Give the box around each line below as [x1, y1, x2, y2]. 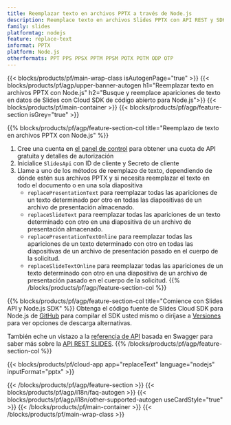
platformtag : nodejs [7, 29, 67, 37]
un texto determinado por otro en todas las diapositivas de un [27, 196, 202, 204]
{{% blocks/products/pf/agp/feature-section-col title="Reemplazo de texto [7, 123, 219, 132]
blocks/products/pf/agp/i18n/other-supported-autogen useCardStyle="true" [7, 395, 223, 404]
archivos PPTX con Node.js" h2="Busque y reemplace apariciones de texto [7, 88, 221, 96]
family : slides [7, 23, 51, 30]
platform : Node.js [7, 49, 60, 56]
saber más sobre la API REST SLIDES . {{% [7, 339, 126, 348]
